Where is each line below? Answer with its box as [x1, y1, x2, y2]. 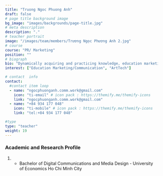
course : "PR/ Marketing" [5, 48, 55, 52]
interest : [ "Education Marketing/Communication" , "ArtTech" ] [5, 66, 131, 71]
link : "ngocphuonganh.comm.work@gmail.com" [14, 97, 103, 102]
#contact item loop [9, 83, 49, 88]
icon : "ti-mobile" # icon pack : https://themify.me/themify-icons [14, 106, 153, 111]
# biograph [5, 57, 27, 62]
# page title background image [5, 16, 68, 21]
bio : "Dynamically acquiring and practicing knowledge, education [5, 61, 142, 66]
